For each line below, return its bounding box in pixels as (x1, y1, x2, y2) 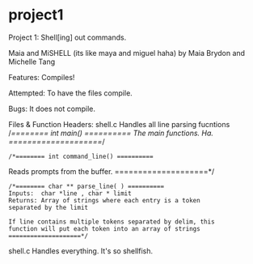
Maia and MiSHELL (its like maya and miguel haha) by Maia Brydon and (8, 48, 245, 57)
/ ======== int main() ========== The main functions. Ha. (8, 128, 214, 138)
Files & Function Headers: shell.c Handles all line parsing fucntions (8, 119, 230, 129)
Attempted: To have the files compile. (8, 87, 133, 98)
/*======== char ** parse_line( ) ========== (8, 182, 164, 190)
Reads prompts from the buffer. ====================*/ (8, 166, 215, 176)
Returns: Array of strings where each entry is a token (8, 196, 200, 204)
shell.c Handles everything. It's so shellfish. (8, 245, 154, 256)
